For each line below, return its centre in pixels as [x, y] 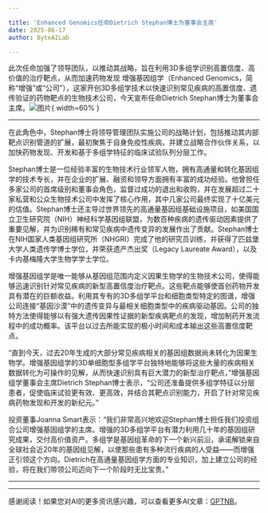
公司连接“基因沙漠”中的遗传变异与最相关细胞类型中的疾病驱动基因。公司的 [130, 306]
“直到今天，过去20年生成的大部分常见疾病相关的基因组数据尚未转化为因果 [130, 353]
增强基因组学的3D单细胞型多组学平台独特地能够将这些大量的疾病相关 [142, 363]
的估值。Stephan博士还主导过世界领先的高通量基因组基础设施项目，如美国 [130, 209]
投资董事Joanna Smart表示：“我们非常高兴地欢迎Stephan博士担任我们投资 [130, 420]
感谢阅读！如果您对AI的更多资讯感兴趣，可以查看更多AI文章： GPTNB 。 [125, 501]
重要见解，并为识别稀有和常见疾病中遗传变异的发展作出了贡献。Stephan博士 [134, 229]
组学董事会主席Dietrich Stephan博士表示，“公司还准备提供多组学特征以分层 [132, 383]
